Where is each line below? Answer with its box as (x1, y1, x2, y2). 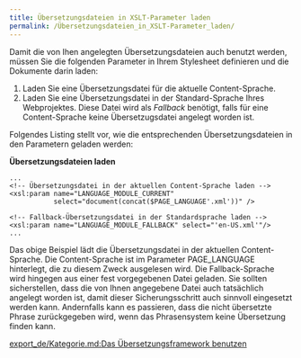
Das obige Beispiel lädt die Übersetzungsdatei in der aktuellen (9, 244, 240, 255)
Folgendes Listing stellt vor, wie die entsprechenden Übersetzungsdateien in (9, 129, 293, 139)
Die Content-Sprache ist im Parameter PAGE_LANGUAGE (44, 254, 255, 264)
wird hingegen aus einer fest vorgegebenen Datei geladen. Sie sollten (9, 273, 268, 283)
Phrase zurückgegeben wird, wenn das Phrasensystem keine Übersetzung (9, 311, 286, 322)
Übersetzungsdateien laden (9, 156, 116, 166)
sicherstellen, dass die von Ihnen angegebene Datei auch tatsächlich (9, 282, 264, 293)
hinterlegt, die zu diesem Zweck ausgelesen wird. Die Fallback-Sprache (9, 263, 275, 274)
